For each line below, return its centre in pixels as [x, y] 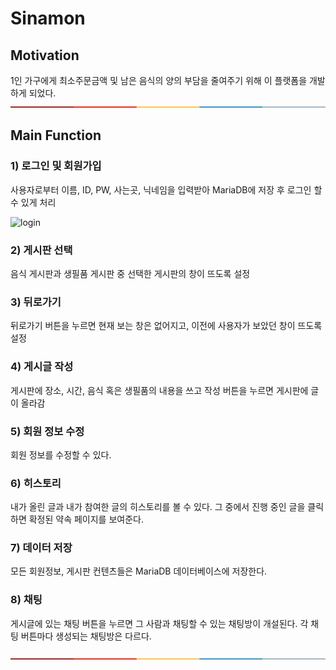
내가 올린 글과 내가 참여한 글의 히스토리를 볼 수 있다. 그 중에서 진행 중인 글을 [158, 507]
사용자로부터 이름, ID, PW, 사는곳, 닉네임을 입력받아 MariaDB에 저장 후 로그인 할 [166, 189]
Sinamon [48, 18]
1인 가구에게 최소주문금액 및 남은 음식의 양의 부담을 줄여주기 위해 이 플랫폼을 [159, 80]
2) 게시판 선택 [41, 250]
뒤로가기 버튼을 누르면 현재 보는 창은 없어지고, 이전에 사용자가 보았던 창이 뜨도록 [166, 326]
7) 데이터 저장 [41, 548]
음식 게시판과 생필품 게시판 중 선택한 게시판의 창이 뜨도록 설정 [130, 273]
